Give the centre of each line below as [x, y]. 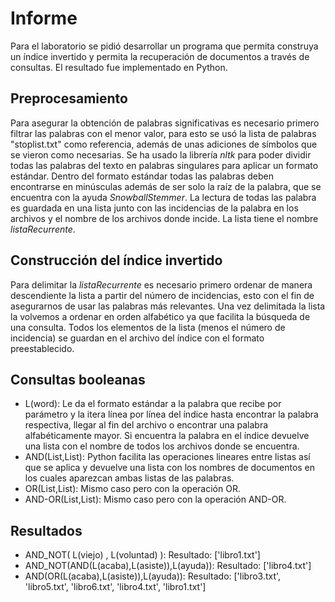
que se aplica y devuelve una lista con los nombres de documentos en [170, 468]
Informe [44, 18]
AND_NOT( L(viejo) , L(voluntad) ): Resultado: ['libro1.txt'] [142, 555]
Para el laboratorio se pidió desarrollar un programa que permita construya [164, 46]
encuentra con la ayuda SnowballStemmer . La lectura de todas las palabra [163, 197]
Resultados [46, 530]
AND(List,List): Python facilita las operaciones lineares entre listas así [167, 457]
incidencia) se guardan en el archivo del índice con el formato [137, 338]
